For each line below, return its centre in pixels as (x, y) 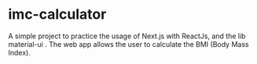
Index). (20, 52)
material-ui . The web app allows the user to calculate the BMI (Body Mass (128, 44)
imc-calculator (57, 14)
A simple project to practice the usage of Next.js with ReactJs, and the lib (127, 36)
